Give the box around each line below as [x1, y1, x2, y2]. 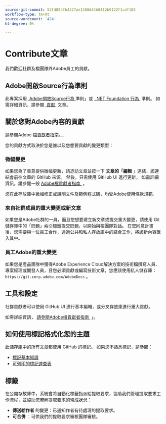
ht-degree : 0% [5, 21, 35, 26]
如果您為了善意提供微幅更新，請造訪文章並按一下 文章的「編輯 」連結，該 [5, 168, 155, 174]
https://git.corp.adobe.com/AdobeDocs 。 [5, 273, 90, 279]
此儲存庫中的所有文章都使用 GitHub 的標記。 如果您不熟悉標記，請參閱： [5, 344, 153, 350]
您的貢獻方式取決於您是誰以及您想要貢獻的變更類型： [5, 142, 114, 148]
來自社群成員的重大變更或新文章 [5, 205, 82, 212]
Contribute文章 [5, 48, 68, 59]
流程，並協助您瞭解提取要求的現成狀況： [9, 397, 92, 403]
